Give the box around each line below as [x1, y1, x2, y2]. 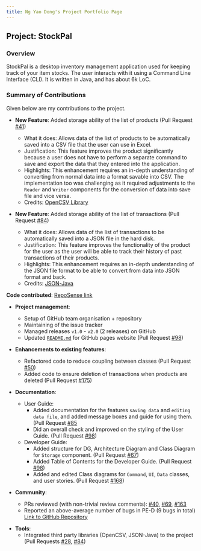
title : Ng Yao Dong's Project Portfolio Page [6, 8, 122, 15]
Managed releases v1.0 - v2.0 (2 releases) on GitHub [23, 327, 156, 335]
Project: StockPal [6, 31, 72, 42]
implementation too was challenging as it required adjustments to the [23, 179, 196, 186]
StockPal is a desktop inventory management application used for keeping [6, 63, 191, 70]
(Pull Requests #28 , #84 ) [23, 538, 86, 545]
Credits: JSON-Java [23, 279, 74, 287]
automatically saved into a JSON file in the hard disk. [23, 235, 155, 242]
